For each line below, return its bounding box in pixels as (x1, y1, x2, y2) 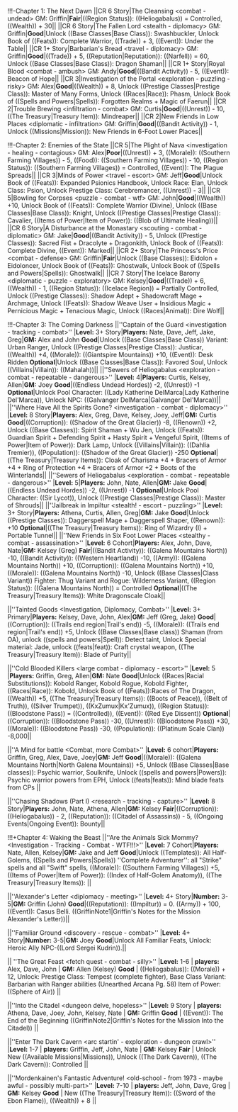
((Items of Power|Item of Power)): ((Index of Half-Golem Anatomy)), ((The (7, 871, 222, 879)
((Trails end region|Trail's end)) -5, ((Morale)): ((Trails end (51, 620, 220, 629)
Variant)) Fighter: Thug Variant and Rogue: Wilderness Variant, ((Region (7, 576, 216, 585)
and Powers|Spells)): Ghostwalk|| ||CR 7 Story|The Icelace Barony (7, 269, 200, 277)
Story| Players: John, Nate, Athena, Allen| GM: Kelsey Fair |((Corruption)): (7, 804, 219, 813)
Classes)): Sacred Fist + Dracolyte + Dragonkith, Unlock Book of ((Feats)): (7, 239, 224, 247)
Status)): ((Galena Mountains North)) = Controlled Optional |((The (7, 584, 198, 592)
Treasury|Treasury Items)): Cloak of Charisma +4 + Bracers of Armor (24, 456, 227, 464)
